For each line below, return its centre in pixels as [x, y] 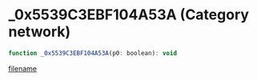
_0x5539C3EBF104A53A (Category [129, 15]
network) [40, 32]
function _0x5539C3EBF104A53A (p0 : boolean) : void [93, 53]
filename [23, 68]
